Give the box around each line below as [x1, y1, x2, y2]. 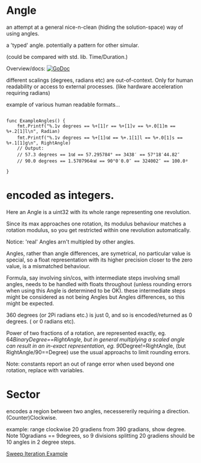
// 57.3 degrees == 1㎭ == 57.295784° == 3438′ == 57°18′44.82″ [17, 152, 180, 158]
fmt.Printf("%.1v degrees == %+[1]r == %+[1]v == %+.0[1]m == [17, 123, 176, 129]
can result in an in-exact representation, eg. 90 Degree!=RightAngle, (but [6, 342, 186, 349]
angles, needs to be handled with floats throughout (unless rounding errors [6, 280, 192, 287]
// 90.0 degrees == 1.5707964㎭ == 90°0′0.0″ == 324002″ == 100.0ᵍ [17, 158, 188, 164]
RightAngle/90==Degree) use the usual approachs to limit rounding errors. [6, 348, 191, 355]
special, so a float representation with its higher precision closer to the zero [6, 256, 193, 263]
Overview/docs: [6, 64, 46, 72]
